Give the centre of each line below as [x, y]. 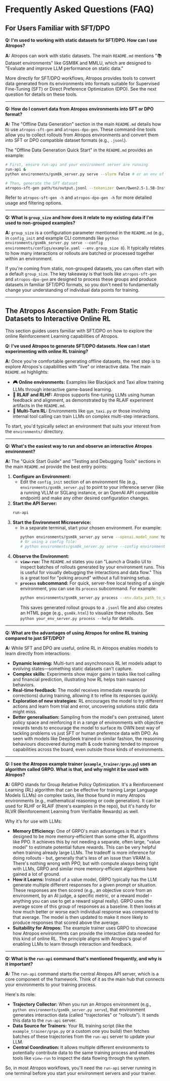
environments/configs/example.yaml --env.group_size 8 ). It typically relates [85, 248]
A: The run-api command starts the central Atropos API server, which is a [82, 974]
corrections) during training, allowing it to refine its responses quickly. [85, 696]
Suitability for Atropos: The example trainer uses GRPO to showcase [85, 928]
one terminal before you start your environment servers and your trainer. [81, 1073]
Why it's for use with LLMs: [34, 821]
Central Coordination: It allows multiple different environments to [81, 1047]
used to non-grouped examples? [40, 223]
